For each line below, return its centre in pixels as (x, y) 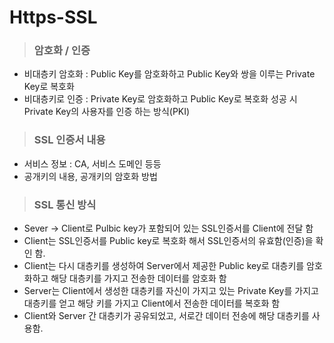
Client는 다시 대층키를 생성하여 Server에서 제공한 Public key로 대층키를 (164, 266)
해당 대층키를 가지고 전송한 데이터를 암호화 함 (138, 278)
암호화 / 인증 (62, 51)
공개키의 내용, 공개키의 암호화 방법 (90, 176)
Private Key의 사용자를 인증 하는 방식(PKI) (107, 112)
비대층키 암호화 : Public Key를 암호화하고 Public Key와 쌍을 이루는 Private (169, 74)
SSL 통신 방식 (65, 204)
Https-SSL (53, 17)
